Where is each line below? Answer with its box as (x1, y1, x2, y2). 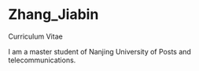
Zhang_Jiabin (8, 6, 99, 24)
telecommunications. (8, 55, 76, 65)
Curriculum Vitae (8, 32, 63, 41)
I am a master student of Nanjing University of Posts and (8, 47, 191, 56)
